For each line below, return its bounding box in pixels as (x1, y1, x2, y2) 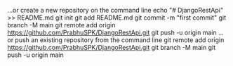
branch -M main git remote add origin (7, 21, 116, 29)
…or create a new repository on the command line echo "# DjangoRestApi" (7, 6, 223, 14)
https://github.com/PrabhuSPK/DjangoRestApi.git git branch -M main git (7, 44, 216, 51)
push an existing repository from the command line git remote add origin (15, 36, 225, 44)
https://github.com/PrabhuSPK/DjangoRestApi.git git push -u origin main (7, 28, 217, 37)
